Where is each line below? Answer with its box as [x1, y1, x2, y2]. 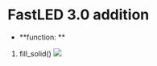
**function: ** [19, 32, 66, 42]
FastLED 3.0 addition [7, 6, 150, 24]
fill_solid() [19, 48, 52, 58]
